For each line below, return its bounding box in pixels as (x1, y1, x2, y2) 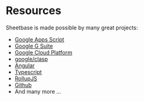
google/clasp (14, 55, 48, 62)
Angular (14, 62, 35, 69)
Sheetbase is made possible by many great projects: (6, 24, 138, 31)
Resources (6, 4, 62, 18)
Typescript (14, 68, 42, 75)
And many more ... (14, 88, 62, 95)
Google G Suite (14, 42, 53, 50)
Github (14, 81, 32, 89)
